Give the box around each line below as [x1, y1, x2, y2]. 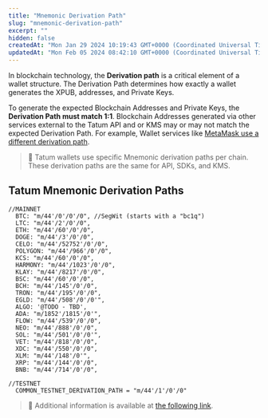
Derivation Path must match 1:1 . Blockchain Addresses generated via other [8, 112, 257, 120]
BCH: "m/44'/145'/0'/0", [15, 282, 98, 290]
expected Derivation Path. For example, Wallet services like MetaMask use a [8, 128, 259, 138]
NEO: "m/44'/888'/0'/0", [15, 324, 98, 332]
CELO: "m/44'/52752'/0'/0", [15, 240, 109, 248]
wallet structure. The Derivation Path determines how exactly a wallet [8, 79, 237, 89]
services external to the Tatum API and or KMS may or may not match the [8, 120, 250, 129]
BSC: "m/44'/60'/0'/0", [15, 274, 94, 283]
